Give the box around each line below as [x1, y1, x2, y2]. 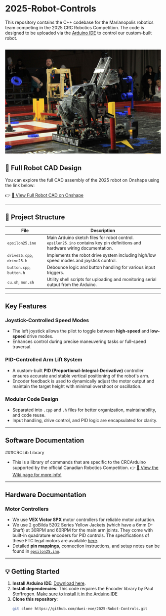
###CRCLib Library [5, 449, 44, 455]
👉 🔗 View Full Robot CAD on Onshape [5, 192, 84, 198]
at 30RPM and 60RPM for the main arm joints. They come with [26, 527, 153, 533]
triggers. [46, 269, 64, 275]
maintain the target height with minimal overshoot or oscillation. [12, 383, 142, 389]
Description [90, 228, 115, 234]
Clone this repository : [12, 596, 58, 602]
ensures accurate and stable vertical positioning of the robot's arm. [12, 373, 150, 379]
